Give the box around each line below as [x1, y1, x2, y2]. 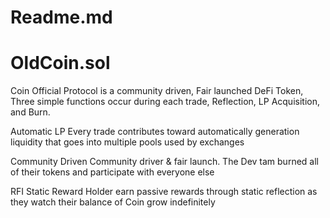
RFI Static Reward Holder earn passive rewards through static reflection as [10, 186, 318, 198]
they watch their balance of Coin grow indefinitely [10, 196, 216, 208]
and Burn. [10, 106, 51, 118]
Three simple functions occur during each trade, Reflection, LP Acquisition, [10, 96, 320, 108]
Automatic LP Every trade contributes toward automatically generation [10, 126, 300, 138]
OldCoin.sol [10, 52, 111, 75]
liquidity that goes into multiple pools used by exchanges [10, 136, 245, 148]
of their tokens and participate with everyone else [10, 166, 215, 178]
